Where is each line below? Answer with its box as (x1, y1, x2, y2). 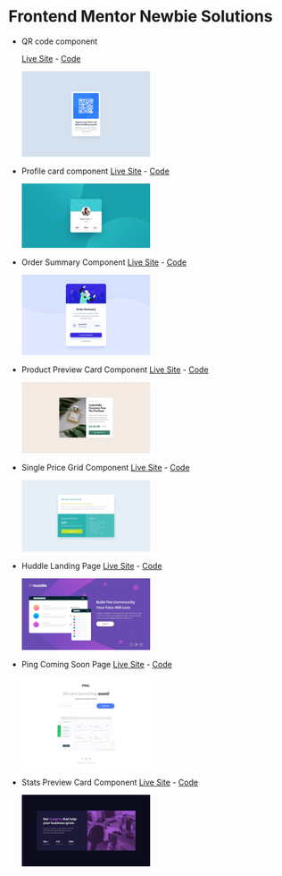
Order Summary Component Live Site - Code (21, 257, 187, 268)
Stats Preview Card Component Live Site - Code (21, 777, 198, 788)
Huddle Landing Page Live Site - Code (21, 561, 162, 572)
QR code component (21, 36, 98, 47)
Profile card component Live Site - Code (21, 166, 170, 176)
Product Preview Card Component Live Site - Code (21, 364, 209, 375)
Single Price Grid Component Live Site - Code (21, 463, 190, 473)
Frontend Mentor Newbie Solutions (8, 6, 273, 27)
